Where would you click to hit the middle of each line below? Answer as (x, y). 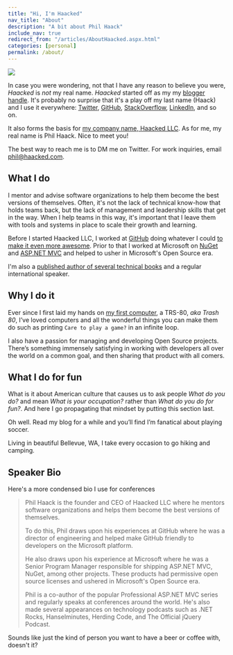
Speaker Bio (35, 472)
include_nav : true (34, 33)
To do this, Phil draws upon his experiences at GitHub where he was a (125, 531)
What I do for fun (45, 377)
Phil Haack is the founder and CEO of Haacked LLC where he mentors (124, 503)
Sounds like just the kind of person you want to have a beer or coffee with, (114, 638)
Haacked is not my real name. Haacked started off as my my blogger (106, 92)
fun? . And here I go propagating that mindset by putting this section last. (111, 409)
